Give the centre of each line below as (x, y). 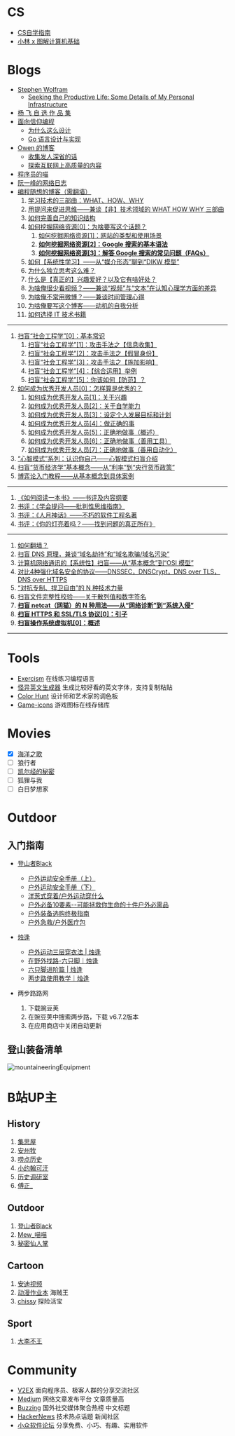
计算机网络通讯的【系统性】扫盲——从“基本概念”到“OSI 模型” (105, 562)
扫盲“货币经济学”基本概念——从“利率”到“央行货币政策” (96, 467)
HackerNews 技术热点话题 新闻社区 (69, 1416)
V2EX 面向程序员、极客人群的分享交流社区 (78, 1390)
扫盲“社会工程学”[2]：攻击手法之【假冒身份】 (93, 353)
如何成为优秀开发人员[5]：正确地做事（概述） (93, 432)
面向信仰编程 (36, 121)
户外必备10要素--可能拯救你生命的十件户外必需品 (98, 905)
